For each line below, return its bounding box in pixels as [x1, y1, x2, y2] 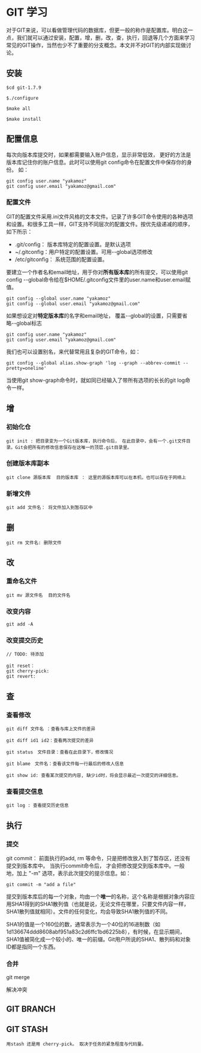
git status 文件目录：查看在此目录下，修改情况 [6, 749, 114, 755]
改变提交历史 [6, 636, 44, 644]
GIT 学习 [6, 5, 48, 19]
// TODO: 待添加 [6, 651, 44, 657]
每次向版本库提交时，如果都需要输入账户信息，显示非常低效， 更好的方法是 [6, 151, 191, 158]
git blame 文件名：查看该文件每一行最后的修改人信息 [6, 761, 124, 767]
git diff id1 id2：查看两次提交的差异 [6, 737, 94, 743]
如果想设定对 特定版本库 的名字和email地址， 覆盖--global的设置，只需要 [6, 312, 182, 319]
